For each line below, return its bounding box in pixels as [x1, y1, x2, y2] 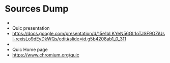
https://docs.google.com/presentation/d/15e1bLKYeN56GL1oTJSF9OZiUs [12, 30, 165, 36]
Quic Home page [12, 46, 48, 52]
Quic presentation [12, 25, 50, 31]
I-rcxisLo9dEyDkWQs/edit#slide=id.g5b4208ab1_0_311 [12, 36, 127, 42]
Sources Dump [5, 3, 69, 15]
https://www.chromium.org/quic [12, 51, 79, 58]
